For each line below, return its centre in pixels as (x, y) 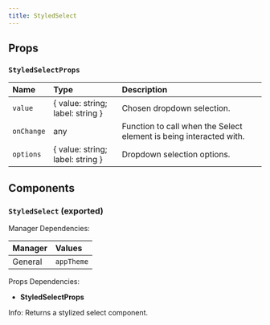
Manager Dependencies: (49, 228)
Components (41, 188)
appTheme (72, 262)
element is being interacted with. (183, 136)
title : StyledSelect (43, 16)
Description (145, 90)
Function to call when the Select (182, 127)
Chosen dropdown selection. (176, 108)
